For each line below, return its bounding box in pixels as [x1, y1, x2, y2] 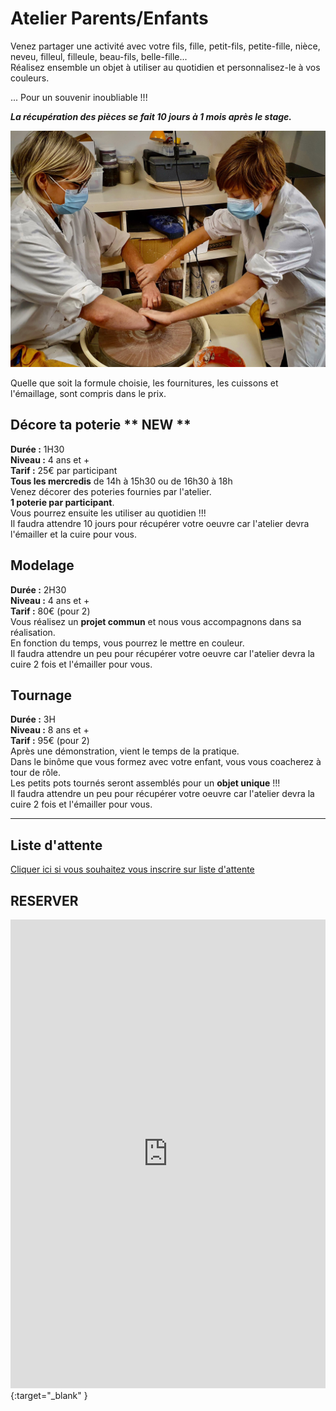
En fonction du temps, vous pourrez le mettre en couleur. [10, 637, 245, 649]
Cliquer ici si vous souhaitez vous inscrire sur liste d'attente [10, 863, 255, 876]
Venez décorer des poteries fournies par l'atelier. [10, 485, 212, 497]
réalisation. [10, 626, 56, 638]
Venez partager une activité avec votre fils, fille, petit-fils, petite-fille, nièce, [10, 40, 321, 52]
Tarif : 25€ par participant [10, 464, 118, 476]
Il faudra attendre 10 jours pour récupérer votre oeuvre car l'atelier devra [10, 517, 310, 529]
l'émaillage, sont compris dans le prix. [10, 387, 167, 399]
